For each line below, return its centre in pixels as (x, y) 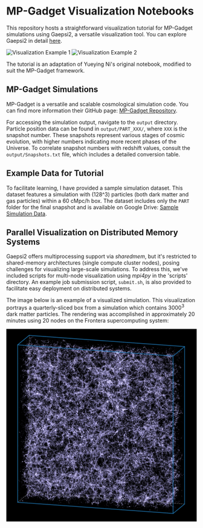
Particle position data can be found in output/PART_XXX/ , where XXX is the (97, 129)
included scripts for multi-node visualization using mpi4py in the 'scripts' (97, 275)
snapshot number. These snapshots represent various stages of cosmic (96, 135)
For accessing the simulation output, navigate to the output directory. (92, 122)
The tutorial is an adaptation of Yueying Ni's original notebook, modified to (99, 64)
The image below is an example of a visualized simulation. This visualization (101, 300)
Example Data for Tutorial (55, 173)
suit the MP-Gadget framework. (46, 70)
